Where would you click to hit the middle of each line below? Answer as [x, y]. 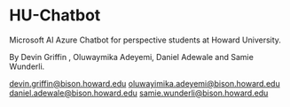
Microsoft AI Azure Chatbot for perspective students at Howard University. [145, 40]
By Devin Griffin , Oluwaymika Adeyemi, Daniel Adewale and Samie [132, 57]
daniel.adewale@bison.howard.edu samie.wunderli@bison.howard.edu [139, 93]
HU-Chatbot [55, 15]
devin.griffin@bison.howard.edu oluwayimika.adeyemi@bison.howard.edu [145, 83]
